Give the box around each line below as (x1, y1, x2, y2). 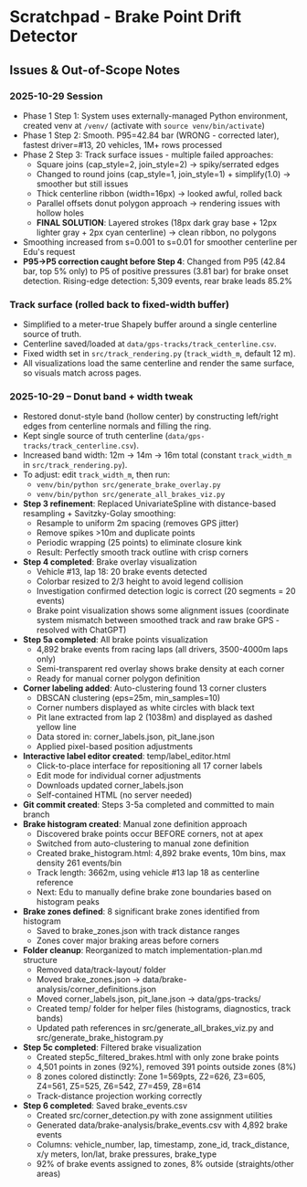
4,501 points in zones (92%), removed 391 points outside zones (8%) (36, 1062, 297, 1073)
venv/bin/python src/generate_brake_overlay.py (36, 481, 221, 490)
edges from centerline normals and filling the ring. (22, 420, 212, 431)
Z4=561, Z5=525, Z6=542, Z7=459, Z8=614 (36, 1081, 201, 1092)
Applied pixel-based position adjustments (36, 741, 194, 752)
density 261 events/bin (36, 857, 122, 869)
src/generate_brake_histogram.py (36, 1033, 164, 1044)
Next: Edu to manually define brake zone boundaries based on (36, 886, 272, 897)
